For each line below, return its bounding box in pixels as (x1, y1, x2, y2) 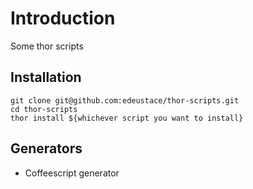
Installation (10, 69, 82, 86)
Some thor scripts (10, 40, 84, 52)
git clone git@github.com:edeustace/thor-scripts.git (10, 95, 240, 106)
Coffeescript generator (24, 167, 120, 179)
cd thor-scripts (10, 104, 78, 114)
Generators (10, 140, 83, 157)
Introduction (10, 7, 116, 30)
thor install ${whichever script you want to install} (10, 113, 244, 123)
